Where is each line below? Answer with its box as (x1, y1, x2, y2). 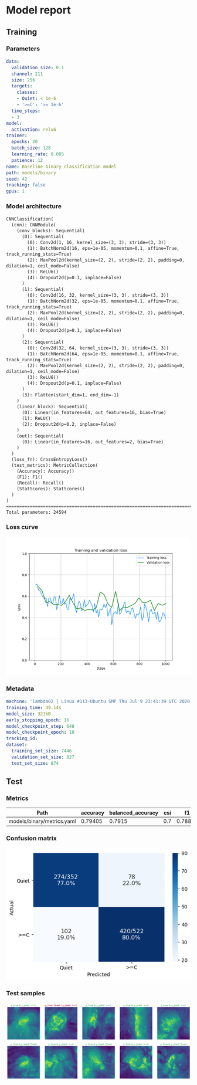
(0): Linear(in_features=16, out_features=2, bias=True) (21, 439, 164, 445)
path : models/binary (6, 169, 57, 176)
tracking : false (6, 182, 46, 188)
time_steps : (11, 108, 41, 114)
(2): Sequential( (21, 340, 64, 345)
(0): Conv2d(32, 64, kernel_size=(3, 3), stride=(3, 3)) (27, 345, 169, 351)
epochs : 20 (11, 139, 38, 145)
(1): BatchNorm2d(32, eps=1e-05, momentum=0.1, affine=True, (27, 299, 180, 304)
